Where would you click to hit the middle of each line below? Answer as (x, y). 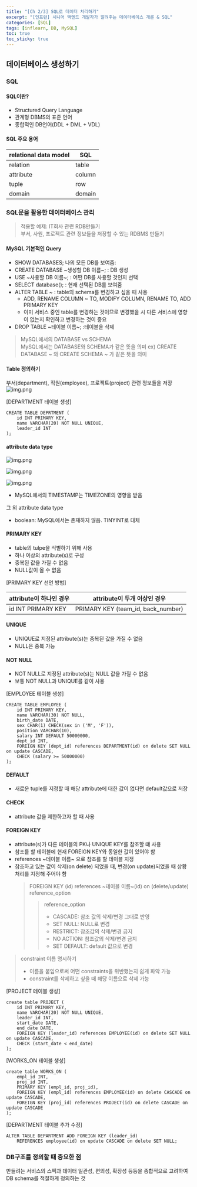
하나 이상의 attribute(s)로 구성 (49, 555)
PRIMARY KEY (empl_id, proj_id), (58, 1087)
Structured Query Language (49, 110)
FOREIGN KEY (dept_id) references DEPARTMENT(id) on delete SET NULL (104, 746)
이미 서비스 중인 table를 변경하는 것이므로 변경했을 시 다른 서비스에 (100, 312)
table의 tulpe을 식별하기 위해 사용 (53, 547)
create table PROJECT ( (35, 1002)
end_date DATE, (35, 1028)
